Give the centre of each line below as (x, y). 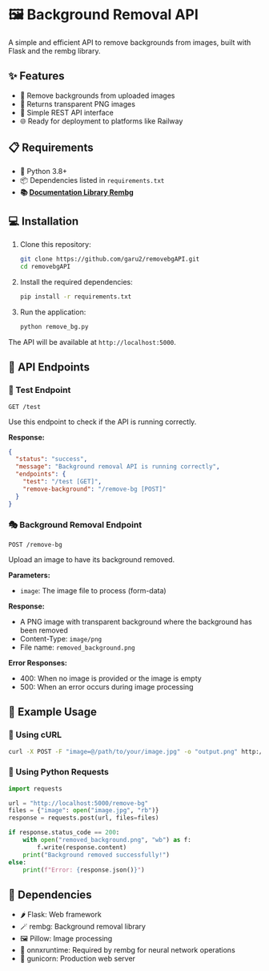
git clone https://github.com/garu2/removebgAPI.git (110, 259)
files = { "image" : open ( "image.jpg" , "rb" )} (84, 811)
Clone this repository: (55, 245)
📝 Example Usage (53, 712)
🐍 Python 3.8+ (44, 171)
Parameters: (29, 575)
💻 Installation (44, 221)
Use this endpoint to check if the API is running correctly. (102, 422)
